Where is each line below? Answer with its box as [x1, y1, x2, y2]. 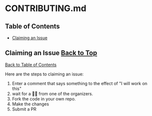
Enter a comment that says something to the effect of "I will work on [12, 80, 148, 86]
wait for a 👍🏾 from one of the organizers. [12, 90, 93, 97]
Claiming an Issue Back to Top [5, 49, 97, 57]
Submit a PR [12, 106, 37, 112]
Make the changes [12, 101, 49, 107]
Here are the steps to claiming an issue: [5, 71, 84, 77]
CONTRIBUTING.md [5, 3, 87, 14]
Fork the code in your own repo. [12, 96, 76, 101]
